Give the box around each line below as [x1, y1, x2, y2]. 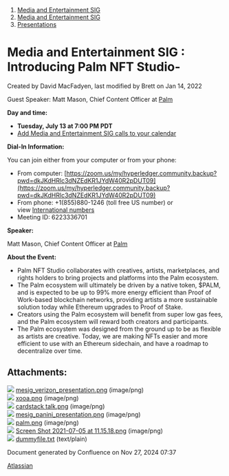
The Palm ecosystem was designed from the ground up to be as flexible [17, 325, 221, 333]
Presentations [17, 21, 57, 28]
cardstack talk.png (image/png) [15, 402, 105, 410]
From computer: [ [17, 169, 67, 177]
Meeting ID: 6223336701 [17, 213, 87, 221]
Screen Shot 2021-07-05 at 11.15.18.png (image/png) [15, 426, 164, 435]
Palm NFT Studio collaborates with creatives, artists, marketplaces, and [17, 266, 220, 274]
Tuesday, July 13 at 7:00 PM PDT [17, 122, 113, 130]
